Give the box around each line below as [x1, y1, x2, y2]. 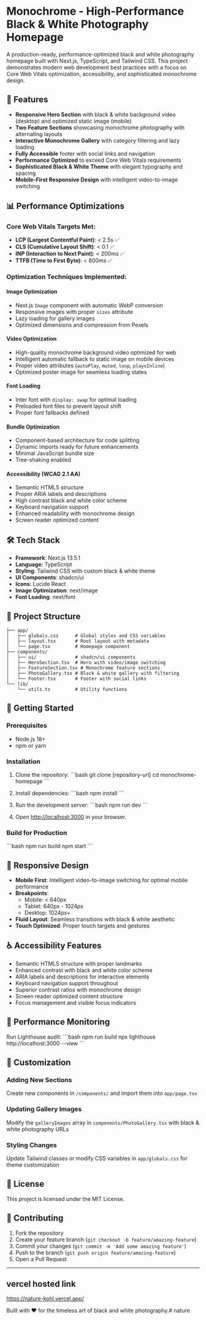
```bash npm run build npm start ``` [6, 842, 93, 850]
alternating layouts [15, 130, 63, 137]
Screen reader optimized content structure [15, 992, 123, 1000]
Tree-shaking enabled [15, 456, 72, 464]
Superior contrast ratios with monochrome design [15, 986, 141, 993]
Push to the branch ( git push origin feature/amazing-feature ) [15, 1249, 176, 1256]
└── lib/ [6, 681, 29, 687]
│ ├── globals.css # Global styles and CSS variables [6, 633, 166, 639]
